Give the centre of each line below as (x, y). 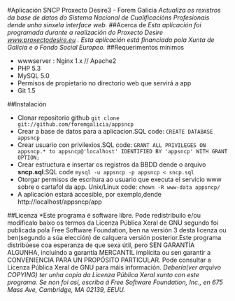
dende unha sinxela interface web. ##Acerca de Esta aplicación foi (104, 25)
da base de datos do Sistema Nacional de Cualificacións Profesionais (108, 17)
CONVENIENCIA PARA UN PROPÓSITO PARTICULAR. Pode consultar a (109, 260)
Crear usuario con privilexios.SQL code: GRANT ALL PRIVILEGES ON (112, 145)
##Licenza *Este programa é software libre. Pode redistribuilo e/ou (104, 215)
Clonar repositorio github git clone (69, 118)
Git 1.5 (26, 91)
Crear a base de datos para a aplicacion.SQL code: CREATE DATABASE (115, 131)
